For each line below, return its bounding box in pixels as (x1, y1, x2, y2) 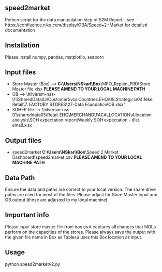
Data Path (5, 173, 35, 182)
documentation (5, 27, 35, 33)
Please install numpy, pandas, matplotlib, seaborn (5, 54, 104, 60)
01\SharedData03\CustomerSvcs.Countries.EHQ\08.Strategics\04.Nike (12, 97, 153, 102)
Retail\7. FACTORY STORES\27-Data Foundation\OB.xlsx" (12, 102, 126, 107)
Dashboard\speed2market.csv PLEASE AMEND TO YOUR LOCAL (12, 154, 143, 160)
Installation (5, 41, 40, 50)
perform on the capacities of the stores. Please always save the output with (5, 229, 156, 235)
